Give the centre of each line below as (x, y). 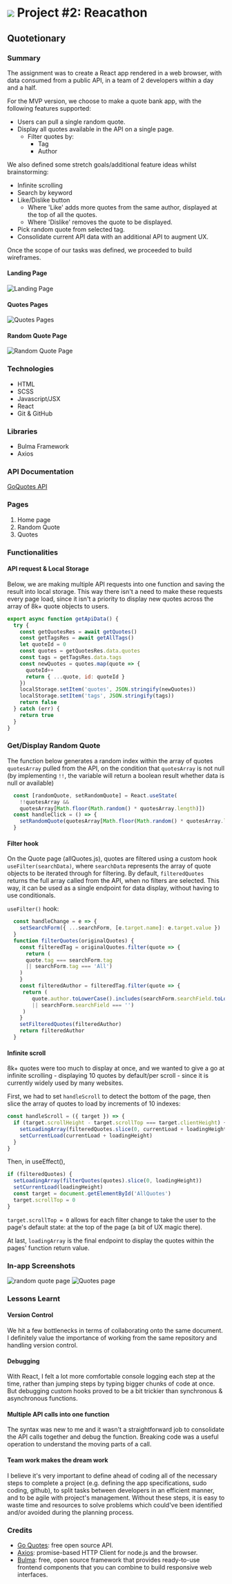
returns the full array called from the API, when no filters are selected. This (113, 881)
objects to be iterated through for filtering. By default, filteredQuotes (106, 873)
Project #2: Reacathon (82, 13)
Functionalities (33, 552)
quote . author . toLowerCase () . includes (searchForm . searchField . (123, 998)
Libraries (22, 431)
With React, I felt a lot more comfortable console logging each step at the (111, 1377)
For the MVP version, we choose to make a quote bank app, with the (104, 101)
